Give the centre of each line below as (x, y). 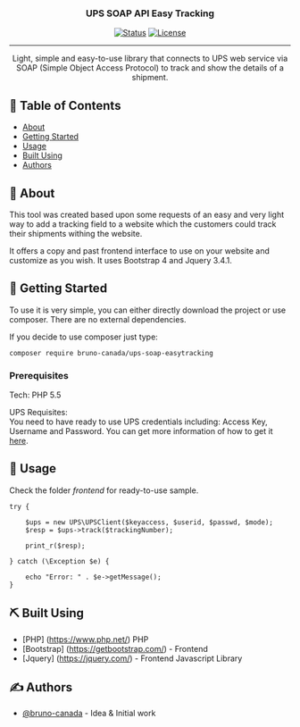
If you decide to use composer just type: (83, 337)
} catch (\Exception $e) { (59, 561)
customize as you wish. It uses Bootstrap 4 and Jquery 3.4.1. (121, 260)
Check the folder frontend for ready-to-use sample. (104, 490)
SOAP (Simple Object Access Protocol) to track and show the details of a (150, 68)
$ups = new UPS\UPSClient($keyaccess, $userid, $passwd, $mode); (150, 522)
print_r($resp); (56, 546)
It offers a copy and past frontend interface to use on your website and (139, 251)
